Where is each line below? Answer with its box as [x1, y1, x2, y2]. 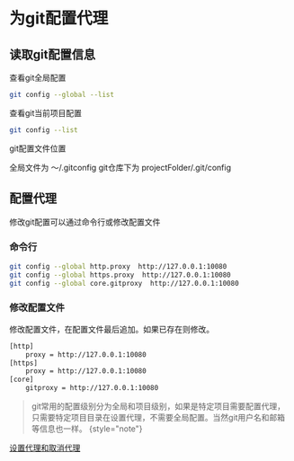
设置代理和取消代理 [9, 442, 81, 454]
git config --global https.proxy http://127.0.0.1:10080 [9, 270, 231, 279]
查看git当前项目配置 [9, 107, 83, 118]
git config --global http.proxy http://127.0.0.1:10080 [9, 262, 227, 270]
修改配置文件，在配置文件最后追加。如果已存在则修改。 [9, 324, 214, 334]
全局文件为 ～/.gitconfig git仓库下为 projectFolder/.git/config [9, 162, 232, 173]
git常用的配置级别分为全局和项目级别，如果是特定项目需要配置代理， [31, 401, 286, 412]
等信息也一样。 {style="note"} [31, 423, 143, 434]
